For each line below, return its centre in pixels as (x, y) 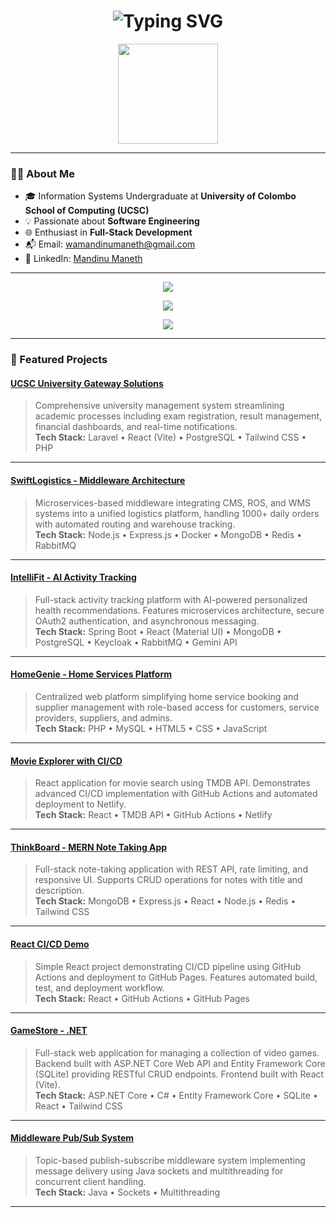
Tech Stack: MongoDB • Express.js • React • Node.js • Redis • (165, 901)
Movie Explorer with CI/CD (66, 761)
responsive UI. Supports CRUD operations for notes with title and (168, 880)
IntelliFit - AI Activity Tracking (73, 577)
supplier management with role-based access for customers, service (177, 707)
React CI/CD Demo (50, 944)
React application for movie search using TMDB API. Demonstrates (172, 783)
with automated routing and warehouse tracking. (135, 524)
